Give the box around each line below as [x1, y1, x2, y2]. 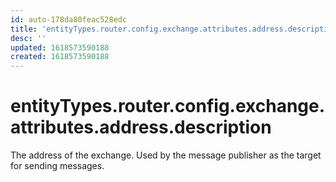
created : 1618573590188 [10, 52, 110, 62]
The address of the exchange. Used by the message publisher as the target [10, 149, 322, 161]
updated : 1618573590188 [10, 42, 110, 53]
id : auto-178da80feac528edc [10, 14, 128, 25]
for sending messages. [10, 160, 105, 172]
